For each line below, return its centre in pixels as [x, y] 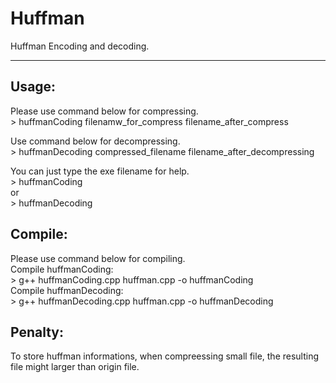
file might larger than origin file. [75, 367]
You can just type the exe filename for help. [100, 171]
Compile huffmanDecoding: [67, 290]
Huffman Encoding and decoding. [80, 46]
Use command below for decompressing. [95, 141]
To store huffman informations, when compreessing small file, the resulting [165, 356]
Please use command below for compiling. [98, 258]
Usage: [33, 87]
